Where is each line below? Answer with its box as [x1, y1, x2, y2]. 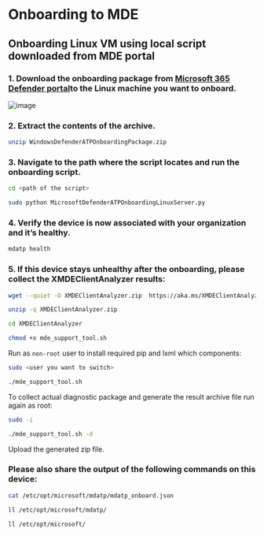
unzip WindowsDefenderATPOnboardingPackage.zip [8, 138, 167, 147]
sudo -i [8, 415, 34, 423]
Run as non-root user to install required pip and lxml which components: [8, 348, 242, 358]
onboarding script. [8, 166, 81, 177]
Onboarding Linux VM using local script [8, 37, 207, 50]
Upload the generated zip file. [8, 444, 104, 454]
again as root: [8, 400, 53, 410]
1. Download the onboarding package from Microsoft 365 [8, 73, 230, 84]
